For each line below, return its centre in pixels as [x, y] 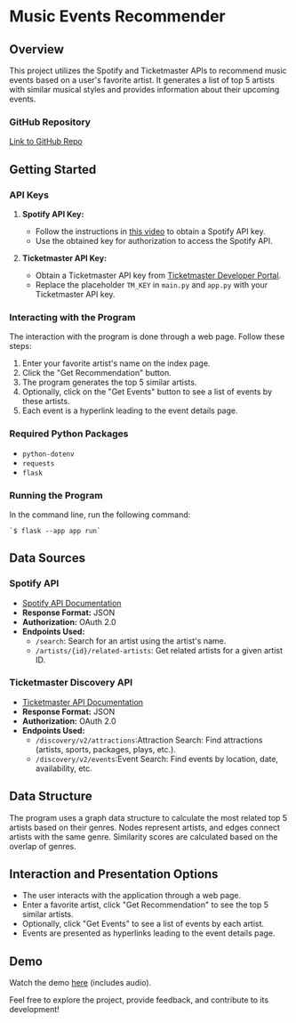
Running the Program [56, 495]
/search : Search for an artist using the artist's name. [131, 641]
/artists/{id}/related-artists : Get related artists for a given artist [159, 650]
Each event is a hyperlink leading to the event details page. [130, 410]
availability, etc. [64, 768]
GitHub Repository [50, 122]
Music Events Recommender [117, 16]
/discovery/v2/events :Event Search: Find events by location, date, [156, 759]
